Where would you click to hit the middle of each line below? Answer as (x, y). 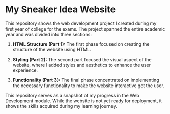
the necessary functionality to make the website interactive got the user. (88, 85)
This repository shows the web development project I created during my (81, 23)
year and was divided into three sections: (48, 34)
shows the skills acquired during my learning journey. (61, 106)
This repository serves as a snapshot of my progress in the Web (73, 95)
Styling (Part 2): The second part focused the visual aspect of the (82, 59)
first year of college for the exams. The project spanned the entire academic (85, 28)
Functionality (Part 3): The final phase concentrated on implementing (86, 80)
